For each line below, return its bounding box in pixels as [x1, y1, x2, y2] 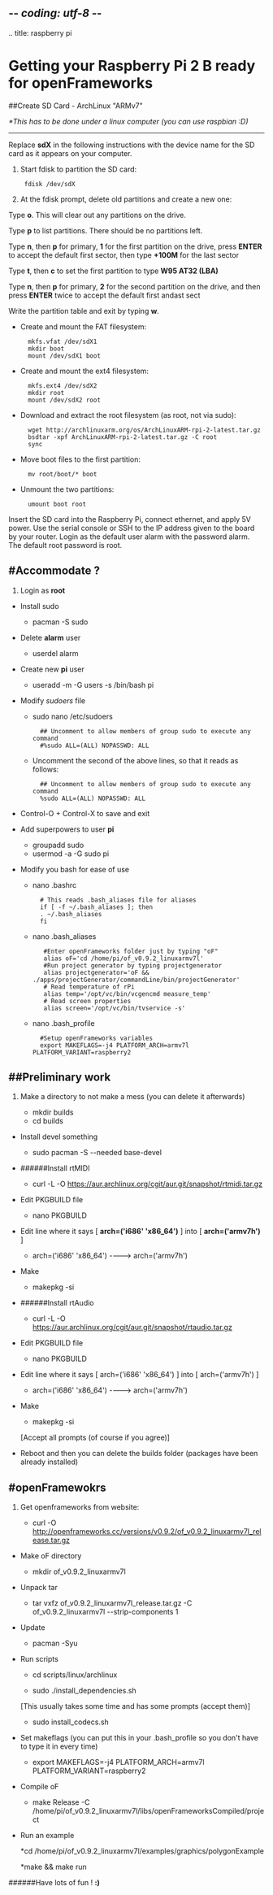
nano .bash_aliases [32, 931, 97, 941]
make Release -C [32, 1797, 90, 1807]
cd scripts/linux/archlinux [32, 1670, 118, 1680]
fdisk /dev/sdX [24, 180, 76, 188]
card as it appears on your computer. [8, 148, 132, 158]
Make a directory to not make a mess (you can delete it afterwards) [19, 1092, 245, 1102]
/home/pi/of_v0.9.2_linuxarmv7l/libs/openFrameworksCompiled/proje [32, 1806, 265, 1816]
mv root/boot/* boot [28, 470, 97, 478]
